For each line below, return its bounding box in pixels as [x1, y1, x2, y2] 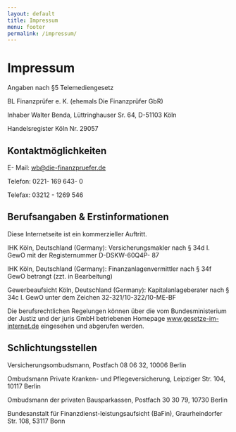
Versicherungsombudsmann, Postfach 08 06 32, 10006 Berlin [7, 360, 187, 369]
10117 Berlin [7, 381, 41, 390]
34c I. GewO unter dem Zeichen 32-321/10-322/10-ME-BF [7, 293, 176, 301]
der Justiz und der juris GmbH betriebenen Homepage [7, 314, 166, 322]
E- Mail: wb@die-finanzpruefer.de [7, 163, 106, 172]
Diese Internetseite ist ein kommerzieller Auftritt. [7, 229, 148, 238]
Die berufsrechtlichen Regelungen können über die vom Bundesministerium [7, 307, 227, 315]
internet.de [7, 322, 39, 330]
